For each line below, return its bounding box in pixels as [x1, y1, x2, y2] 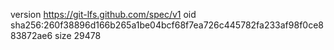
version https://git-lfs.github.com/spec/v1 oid [10, 9, 197, 20]
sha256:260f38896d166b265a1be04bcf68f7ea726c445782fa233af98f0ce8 [10, 19, 324, 31]
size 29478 [54, 30, 102, 41]
